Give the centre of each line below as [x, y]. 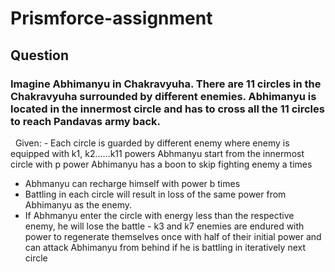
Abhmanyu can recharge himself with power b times [132, 183]
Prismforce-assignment [111, 18]
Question [39, 55]
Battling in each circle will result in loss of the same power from [155, 194]
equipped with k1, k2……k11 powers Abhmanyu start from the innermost [157, 153]
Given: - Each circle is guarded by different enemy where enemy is [152, 143]
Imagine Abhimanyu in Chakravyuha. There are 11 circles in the [166, 84]
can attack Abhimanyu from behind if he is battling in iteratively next [165, 247]
